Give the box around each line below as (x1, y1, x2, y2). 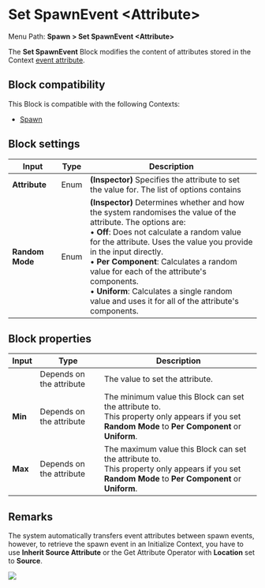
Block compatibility (8, 78, 106, 92)
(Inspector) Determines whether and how (89, 197, 244, 208)
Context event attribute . (8, 55, 85, 65)
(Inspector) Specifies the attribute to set (89, 174, 241, 185)
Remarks (8, 510, 54, 523)
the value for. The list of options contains (89, 184, 242, 195)
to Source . (8, 556, 43, 566)
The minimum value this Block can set (103, 391, 244, 403)
